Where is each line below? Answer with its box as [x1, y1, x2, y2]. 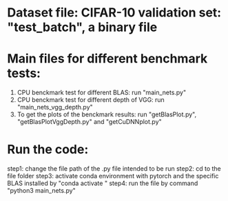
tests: [7, 65, 41, 81]
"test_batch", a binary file [7, 19, 158, 35]
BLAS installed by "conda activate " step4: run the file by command [7, 179, 198, 187]
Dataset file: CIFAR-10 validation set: [7, 5, 222, 21]
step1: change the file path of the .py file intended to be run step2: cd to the [7, 165, 222, 173]
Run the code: [7, 142, 89, 158]
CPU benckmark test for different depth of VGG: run [17, 96, 165, 104]
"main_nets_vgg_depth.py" [17, 103, 93, 112]
